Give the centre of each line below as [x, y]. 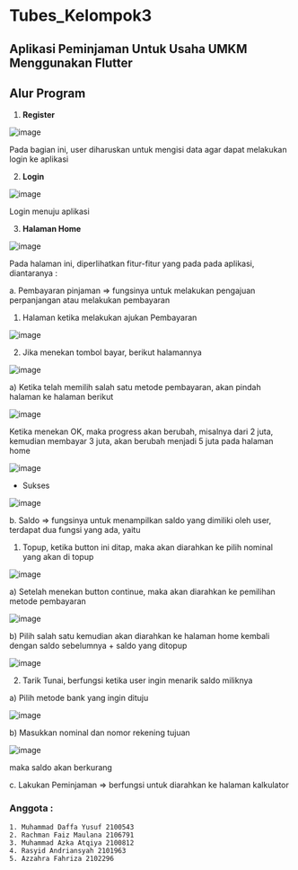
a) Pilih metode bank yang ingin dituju [79, 698]
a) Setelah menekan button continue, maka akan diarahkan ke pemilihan [142, 592]
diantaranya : [34, 273]
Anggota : [31, 808]
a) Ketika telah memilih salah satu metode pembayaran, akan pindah [136, 387]
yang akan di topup [58, 557]
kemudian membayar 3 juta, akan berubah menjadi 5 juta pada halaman [141, 441]
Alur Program [48, 93]
